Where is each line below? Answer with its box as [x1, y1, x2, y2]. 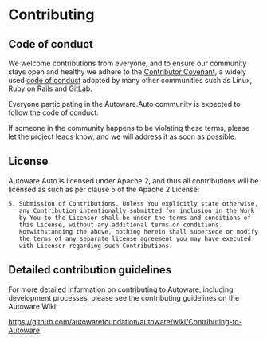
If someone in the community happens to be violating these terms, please [8, 124, 249, 132]
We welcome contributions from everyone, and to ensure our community [8, 58, 247, 68]
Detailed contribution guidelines [8, 263, 172, 277]
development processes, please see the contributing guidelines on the [8, 293, 240, 302]
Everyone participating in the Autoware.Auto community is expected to [8, 100, 241, 108]
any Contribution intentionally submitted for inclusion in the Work [18, 206, 255, 214]
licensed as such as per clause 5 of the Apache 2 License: [8, 184, 200, 194]
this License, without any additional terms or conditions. [18, 221, 223, 229]
